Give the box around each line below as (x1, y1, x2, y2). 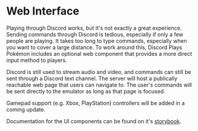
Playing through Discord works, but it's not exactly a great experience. (6, 24, 182, 32)
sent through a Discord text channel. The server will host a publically (6, 75, 177, 82)
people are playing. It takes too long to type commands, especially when (6, 37, 188, 44)
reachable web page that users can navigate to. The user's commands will (6, 81, 193, 89)
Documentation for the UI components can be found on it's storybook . (6, 117, 182, 125)
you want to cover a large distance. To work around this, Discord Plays (6, 44, 183, 51)
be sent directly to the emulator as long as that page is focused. (6, 87, 165, 95)
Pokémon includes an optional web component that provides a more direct (6, 50, 193, 57)
